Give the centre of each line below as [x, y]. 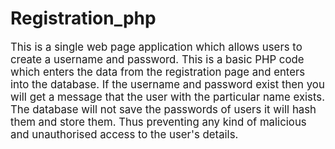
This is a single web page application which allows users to [156, 47]
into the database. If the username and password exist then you [167, 84]
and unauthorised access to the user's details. [124, 134]
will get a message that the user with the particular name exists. [167, 97]
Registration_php [83, 18]
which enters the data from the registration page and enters [158, 72]
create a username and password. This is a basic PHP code [157, 59]
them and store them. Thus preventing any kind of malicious [158, 122]
